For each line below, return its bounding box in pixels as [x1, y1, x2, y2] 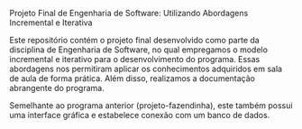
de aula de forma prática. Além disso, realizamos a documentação [9, 73, 255, 84]
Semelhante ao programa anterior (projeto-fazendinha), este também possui [9, 100, 293, 111]
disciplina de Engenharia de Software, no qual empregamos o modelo [9, 44, 269, 55]
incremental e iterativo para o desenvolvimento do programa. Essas [9, 54, 261, 64]
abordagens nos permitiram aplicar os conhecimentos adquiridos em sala [9, 63, 282, 74]
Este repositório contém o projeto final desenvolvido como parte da [9, 35, 260, 45]
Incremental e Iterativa [9, 17, 93, 28]
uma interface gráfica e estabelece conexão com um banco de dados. [9, 110, 270, 120]
